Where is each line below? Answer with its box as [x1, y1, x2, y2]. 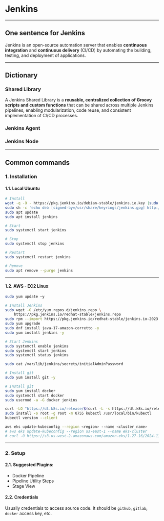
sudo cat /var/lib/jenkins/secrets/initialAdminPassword [5, 362, 123, 367]
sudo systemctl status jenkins [5, 353, 69, 358]
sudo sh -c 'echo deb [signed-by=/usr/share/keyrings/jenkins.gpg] [5, 205, 145, 210]
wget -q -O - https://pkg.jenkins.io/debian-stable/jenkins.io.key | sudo [5, 201, 159, 206]
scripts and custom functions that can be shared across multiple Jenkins [5, 102, 154, 108]
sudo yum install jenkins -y [5, 330, 64, 335]
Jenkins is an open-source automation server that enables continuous [5, 42, 147, 48]
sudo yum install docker [5, 388, 56, 393]
